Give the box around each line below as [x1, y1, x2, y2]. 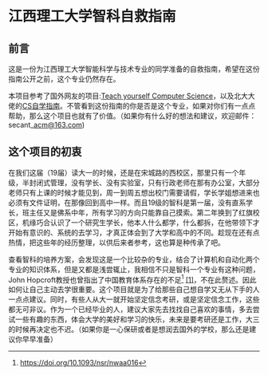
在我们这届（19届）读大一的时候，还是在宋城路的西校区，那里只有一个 [8, 168, 239, 177]
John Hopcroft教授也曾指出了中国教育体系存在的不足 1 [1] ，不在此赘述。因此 [8, 273, 257, 284]
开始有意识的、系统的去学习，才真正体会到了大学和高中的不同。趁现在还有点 [8, 227, 260, 237]
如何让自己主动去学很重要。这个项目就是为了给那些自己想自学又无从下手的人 [8, 285, 260, 294]
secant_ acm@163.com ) [8, 120, 85, 129]
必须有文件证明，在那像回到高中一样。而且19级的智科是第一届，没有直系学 [8, 197, 254, 207]
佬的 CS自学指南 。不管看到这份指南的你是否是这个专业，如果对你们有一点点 [8, 101, 256, 110]
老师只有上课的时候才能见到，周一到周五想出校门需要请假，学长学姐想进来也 [8, 187, 260, 197]
